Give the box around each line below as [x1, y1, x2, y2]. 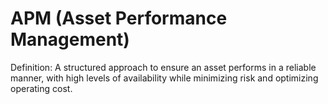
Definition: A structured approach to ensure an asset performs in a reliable [10, 61, 317, 73]
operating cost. [10, 82, 73, 94]
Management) [10, 28, 130, 51]
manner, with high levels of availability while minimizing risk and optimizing [10, 72, 319, 84]
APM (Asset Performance [10, 7, 228, 30]
